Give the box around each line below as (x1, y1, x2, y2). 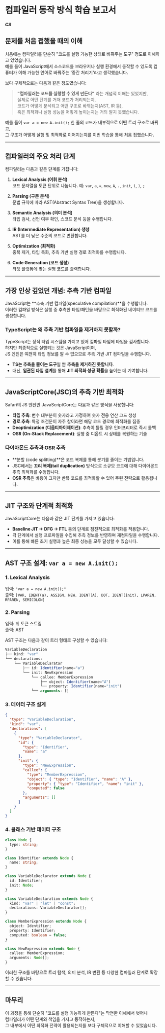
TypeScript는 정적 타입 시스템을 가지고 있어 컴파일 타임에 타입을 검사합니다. (5, 338, 150, 344)
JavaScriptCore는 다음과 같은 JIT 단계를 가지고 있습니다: (5, 516, 115, 522)
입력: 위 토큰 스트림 (5, 621, 42, 627)
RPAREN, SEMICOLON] (5, 598, 45, 603)
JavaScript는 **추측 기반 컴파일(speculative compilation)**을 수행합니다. (5, 300, 148, 306)
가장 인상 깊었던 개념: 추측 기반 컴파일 (5, 286, 111, 295)
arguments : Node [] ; (9, 955, 50, 961)
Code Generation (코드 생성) (12, 260, 69, 266)
